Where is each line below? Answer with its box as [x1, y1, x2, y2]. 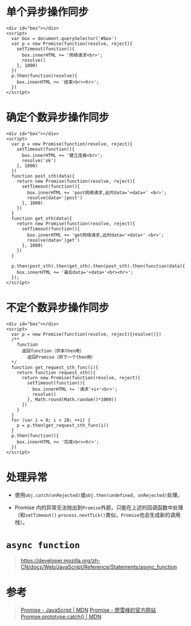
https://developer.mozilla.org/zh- [20, 557, 101, 564]
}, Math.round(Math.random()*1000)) [27, 396, 117, 402]
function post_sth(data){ [11, 173, 75, 179]
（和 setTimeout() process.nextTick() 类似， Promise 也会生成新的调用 [14, 511, 181, 518]
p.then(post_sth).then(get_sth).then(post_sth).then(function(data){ [11, 263, 185, 269]
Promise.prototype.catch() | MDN [20, 613, 102, 620]
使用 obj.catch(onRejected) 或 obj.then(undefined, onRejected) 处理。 [14, 491, 183, 499]
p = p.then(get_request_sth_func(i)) [16, 422, 109, 428]
